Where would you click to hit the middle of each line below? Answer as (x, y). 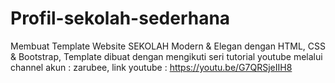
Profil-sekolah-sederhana (120, 18)
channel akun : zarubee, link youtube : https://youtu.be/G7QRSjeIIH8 (151, 67)
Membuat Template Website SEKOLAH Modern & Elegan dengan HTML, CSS (168, 46)
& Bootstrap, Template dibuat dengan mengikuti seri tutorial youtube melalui (166, 56)
